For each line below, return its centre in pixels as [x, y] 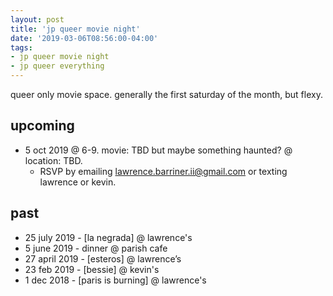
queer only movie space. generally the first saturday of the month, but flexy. [166, 94]
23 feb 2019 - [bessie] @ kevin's [92, 269]
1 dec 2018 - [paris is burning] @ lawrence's [115, 280]
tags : [21, 47]
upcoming [42, 126]
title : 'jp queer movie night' [75, 29]
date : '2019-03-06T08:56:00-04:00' [84, 38]
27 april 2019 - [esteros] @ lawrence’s [103, 258]
